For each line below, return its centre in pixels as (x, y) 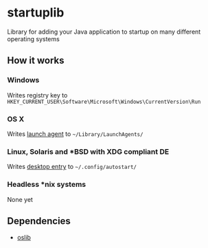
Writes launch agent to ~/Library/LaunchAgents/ (75, 134)
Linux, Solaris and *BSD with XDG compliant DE (88, 151)
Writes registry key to (37, 95)
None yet (20, 199)
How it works (36, 61)
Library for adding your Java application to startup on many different (104, 32)
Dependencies (39, 221)
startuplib (36, 13)
